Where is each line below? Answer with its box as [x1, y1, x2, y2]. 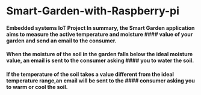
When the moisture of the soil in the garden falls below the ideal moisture [6, 51, 193, 58]
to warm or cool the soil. [6, 83, 68, 90]
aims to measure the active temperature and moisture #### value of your [6, 30, 193, 38]
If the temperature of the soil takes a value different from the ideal [6, 71, 175, 78]
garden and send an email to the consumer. [6, 37, 117, 44]
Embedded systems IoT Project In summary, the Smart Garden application [6, 24, 195, 31]
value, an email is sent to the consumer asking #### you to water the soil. [6, 57, 194, 64]
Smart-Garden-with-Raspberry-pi [6, 4, 179, 18]
